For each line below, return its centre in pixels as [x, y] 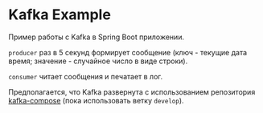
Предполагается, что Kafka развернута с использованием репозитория [132, 92]
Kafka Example [60, 15]
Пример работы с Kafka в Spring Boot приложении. [97, 37]
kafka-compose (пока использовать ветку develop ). [96, 100]
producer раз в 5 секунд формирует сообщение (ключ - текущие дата [128, 52]
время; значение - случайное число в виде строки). [98, 61]
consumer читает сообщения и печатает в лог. [86, 76]
